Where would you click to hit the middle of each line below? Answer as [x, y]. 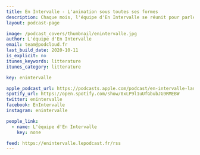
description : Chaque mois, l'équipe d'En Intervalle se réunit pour [93, 17]
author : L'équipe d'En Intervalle [49, 39]
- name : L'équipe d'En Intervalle [54, 127]
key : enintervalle [29, 77]
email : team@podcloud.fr [37, 45]
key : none [29, 132]
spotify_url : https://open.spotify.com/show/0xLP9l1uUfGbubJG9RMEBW [93, 94]
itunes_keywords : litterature [44, 61]
